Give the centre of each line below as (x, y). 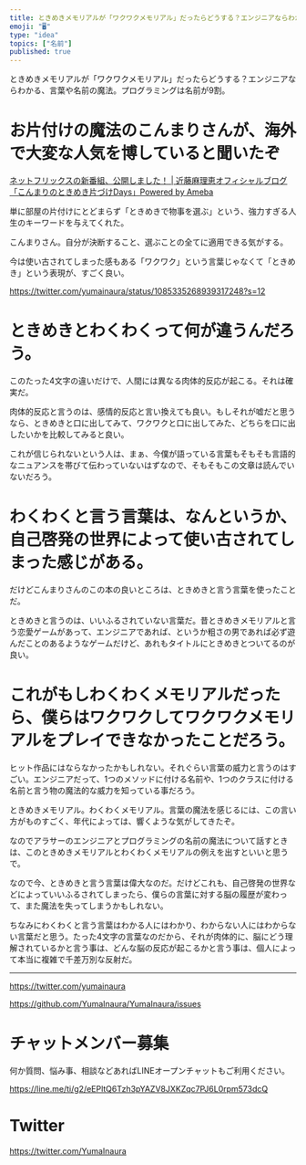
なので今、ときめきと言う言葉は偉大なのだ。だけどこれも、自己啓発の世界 (149, 883)
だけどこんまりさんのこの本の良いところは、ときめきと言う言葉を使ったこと (153, 589)
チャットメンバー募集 (89, 1044)
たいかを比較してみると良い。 (73, 434)
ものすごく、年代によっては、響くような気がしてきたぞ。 (132, 821)
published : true (40, 52)
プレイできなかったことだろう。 (176, 741)
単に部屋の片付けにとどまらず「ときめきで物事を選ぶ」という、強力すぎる (149, 212)
